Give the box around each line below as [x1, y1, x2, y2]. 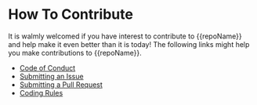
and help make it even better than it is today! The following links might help [8, 39, 250, 49]
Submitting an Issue [19, 71, 84, 81]
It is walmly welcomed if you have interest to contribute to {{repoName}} [8, 31, 242, 41]
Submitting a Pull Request [19, 80, 103, 89]
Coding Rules [19, 88, 63, 97]
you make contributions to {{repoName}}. [8, 48, 143, 57]
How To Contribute [8, 5, 133, 24]
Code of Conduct [19, 63, 76, 72]
